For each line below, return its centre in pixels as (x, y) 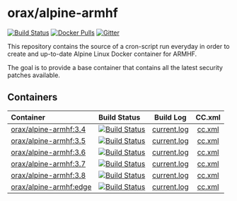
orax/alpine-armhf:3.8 (48, 175)
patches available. (34, 75)
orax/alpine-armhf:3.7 (48, 163)
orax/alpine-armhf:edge (51, 187)
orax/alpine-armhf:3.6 (48, 152)
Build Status (120, 117)
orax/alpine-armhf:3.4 (48, 129)
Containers (33, 97)
